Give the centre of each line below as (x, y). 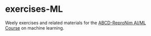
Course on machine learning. (35, 28)
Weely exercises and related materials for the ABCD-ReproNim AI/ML (75, 23)
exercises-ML (34, 9)
